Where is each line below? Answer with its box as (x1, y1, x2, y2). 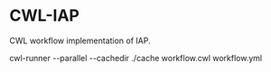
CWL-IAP (9, 5, 79, 26)
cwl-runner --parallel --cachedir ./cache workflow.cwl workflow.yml (9, 52, 263, 63)
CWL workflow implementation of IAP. (9, 35, 151, 46)
